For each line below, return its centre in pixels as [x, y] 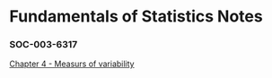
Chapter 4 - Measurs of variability [72, 64]
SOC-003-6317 [44, 45]
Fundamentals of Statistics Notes [136, 17]
